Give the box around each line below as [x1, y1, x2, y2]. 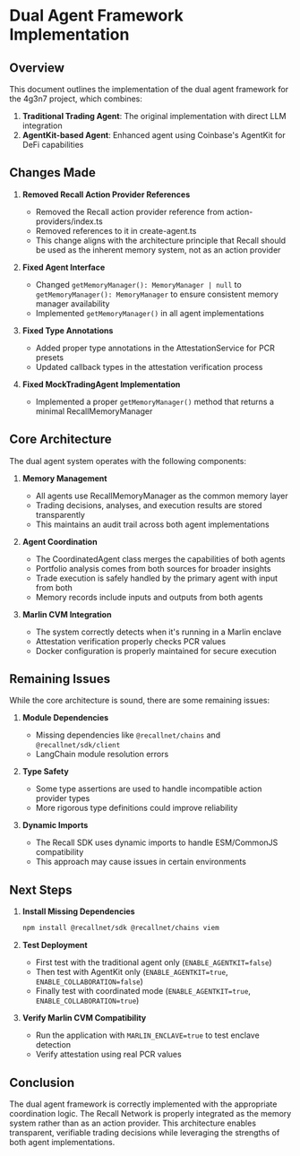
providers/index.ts [35, 216, 103, 227]
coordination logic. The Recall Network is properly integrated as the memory [9, 1108, 292, 1118]
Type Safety [21, 766, 69, 777]
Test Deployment [21, 940, 88, 951]
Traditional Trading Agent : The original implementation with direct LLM [21, 111, 287, 121]
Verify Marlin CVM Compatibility [21, 1013, 147, 1023]
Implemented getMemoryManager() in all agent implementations [35, 307, 264, 318]
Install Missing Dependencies [21, 906, 136, 917]
